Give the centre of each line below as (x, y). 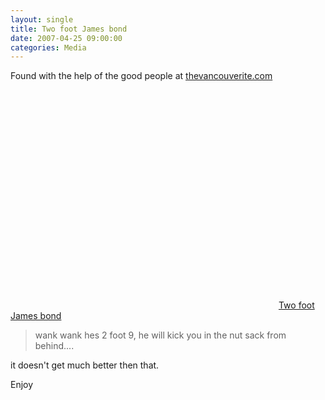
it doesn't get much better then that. (85, 365)
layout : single (42, 19)
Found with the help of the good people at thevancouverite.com (141, 76)
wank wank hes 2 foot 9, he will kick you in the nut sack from (160, 335)
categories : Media (48, 47)
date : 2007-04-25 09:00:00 (66, 38)
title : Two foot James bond (69, 29)
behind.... (54, 346)
